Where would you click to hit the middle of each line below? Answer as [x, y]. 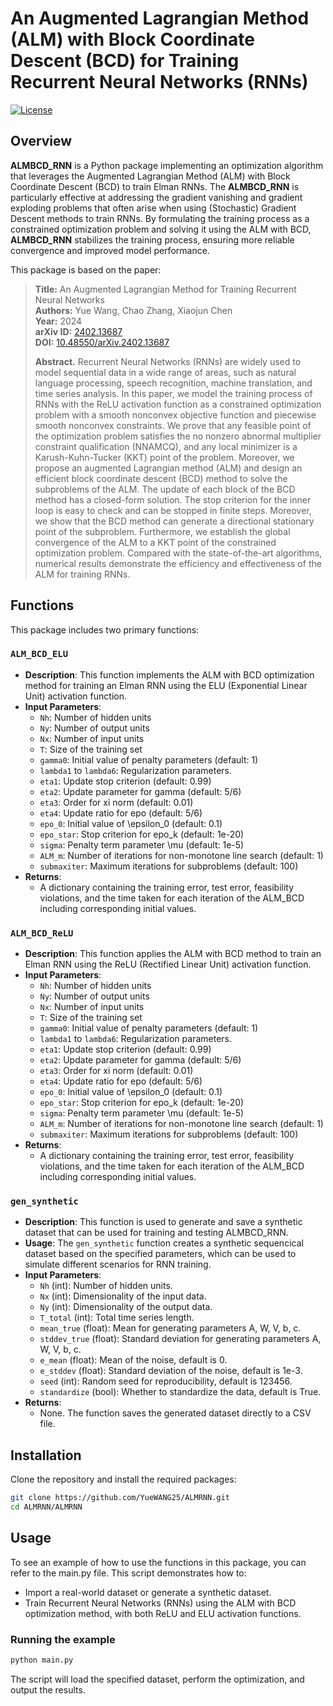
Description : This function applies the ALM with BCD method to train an [173, 954]
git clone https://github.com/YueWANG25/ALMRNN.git [120, 1498]
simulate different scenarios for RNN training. [118, 1264]
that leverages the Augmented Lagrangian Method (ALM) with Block [150, 176]
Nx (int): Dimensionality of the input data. [123, 1296]
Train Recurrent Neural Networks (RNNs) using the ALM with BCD [160, 1603]
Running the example [63, 1639]
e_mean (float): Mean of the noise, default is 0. [133, 1360]
